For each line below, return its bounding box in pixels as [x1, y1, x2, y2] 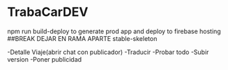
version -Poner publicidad [7, 55, 82, 63]
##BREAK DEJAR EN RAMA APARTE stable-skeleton [7, 34, 158, 42]
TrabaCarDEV [7, 4, 89, 20]
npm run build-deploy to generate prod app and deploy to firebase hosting [7, 27, 221, 35]
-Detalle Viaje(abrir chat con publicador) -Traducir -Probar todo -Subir [7, 48, 209, 56]
